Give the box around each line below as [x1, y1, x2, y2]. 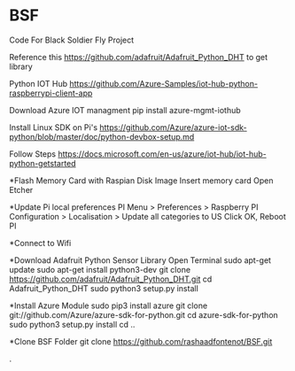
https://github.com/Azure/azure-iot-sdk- [98, 121, 247, 133]
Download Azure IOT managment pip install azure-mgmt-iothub [9, 104, 241, 115]
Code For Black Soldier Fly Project [9, 35, 135, 45]
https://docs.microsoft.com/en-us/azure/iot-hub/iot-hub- [57, 148, 268, 159]
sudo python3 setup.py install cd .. [9, 319, 136, 329]
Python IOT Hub [9, 78, 68, 89]
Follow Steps [9, 148, 56, 159]
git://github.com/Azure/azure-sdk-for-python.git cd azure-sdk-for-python [9, 309, 279, 320]
